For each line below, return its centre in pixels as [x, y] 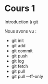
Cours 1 [20, 8]
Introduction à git [21, 22]
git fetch [20, 66]
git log [18, 61]
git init [18, 40]
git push [19, 56]
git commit [22, 51]
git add [18, 45]
